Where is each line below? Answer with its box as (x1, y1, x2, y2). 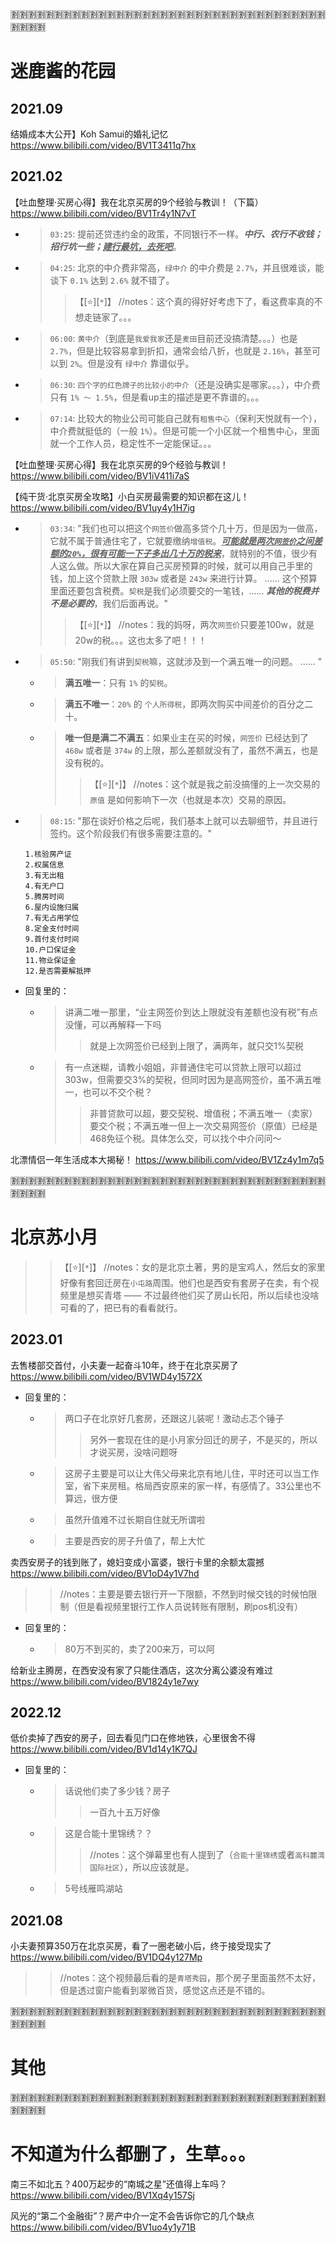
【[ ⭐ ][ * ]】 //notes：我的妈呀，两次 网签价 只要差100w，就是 (74, 618, 315, 630)
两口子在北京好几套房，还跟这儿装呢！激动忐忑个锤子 (64, 1412, 285, 1424)
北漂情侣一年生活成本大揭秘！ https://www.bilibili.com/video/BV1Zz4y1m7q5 (10, 1153, 325, 1165)
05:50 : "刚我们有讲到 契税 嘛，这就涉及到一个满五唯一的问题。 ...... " (49, 655, 323, 667)
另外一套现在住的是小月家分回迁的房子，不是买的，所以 (89, 1433, 318, 1445)
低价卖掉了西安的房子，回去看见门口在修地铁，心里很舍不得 (10, 1732, 256, 1744)
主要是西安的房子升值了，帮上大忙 (64, 1534, 206, 1547)
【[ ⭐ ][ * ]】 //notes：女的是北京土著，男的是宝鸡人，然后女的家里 (59, 1261, 326, 1273)
